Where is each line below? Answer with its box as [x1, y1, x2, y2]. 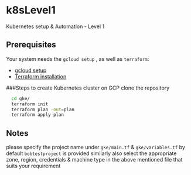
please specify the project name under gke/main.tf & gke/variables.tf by [6, 144, 186, 151]
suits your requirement [6, 162, 61, 170]
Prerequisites [6, 40, 56, 50]
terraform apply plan [11, 112, 64, 118]
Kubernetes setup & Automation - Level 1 [6, 23, 105, 30]
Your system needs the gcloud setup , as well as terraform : [6, 55, 149, 62]
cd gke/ [11, 95, 30, 101]
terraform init [11, 101, 49, 107]
